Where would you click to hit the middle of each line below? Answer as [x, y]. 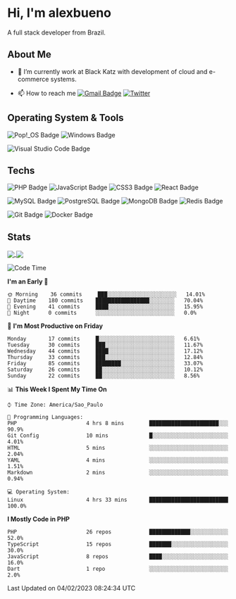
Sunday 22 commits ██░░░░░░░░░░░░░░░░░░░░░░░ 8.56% [104, 376]
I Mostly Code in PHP [39, 519]
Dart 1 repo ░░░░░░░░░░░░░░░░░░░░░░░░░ [118, 569]
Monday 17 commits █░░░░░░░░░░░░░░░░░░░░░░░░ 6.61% [104, 339]
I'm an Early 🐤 [28, 282]
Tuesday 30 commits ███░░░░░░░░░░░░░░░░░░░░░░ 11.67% [105, 345]
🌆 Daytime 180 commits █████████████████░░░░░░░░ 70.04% [105, 301]
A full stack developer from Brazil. [56, 32]
